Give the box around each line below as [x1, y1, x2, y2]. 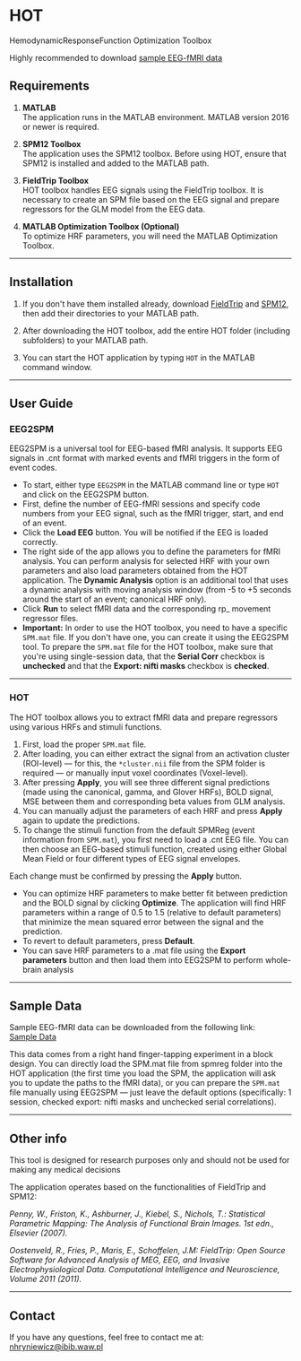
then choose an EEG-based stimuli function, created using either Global [21, 844, 288, 854]
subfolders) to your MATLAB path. [21, 334, 149, 345]
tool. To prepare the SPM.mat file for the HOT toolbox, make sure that [21, 642, 273, 653]
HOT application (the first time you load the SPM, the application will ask [9, 1068, 276, 1079]
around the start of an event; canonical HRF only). [21, 594, 207, 605]
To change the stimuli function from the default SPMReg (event [21, 824, 255, 835]
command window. [21, 361, 92, 372]
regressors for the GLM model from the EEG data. [21, 204, 206, 214]
